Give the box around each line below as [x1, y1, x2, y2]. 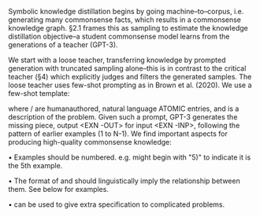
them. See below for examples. [8, 185, 109, 193]
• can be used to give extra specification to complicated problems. [8, 200, 225, 209]
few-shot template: [8, 89, 70, 97]
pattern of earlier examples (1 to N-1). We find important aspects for [8, 129, 228, 138]
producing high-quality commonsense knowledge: [8, 138, 172, 146]
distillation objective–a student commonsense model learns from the [8, 31, 230, 41]
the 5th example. [8, 161, 63, 170]
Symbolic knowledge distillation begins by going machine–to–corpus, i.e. [8, 7, 244, 16]
